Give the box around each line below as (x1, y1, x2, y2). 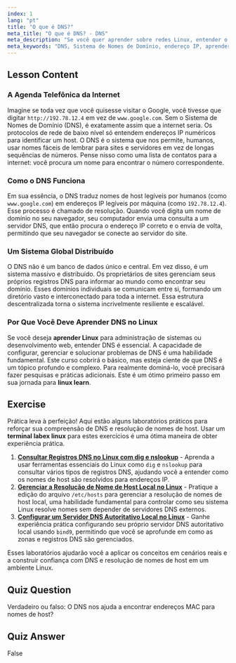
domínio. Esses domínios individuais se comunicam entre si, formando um (7, 285, 222, 294)
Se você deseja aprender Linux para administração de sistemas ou (7, 333, 202, 341)
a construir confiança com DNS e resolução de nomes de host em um (7, 556, 209, 565)
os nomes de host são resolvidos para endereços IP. (17, 475, 170, 484)
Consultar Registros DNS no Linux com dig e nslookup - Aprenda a (17, 453, 215, 461)
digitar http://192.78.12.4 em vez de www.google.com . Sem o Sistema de (7, 113, 218, 122)
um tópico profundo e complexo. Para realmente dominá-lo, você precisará (7, 363, 225, 372)
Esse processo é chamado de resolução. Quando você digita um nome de (7, 206, 221, 215)
